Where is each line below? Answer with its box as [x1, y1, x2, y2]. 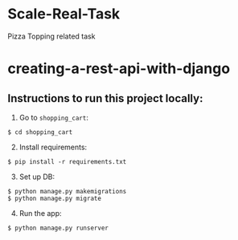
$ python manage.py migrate [7, 194, 102, 202]
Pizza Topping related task [7, 31, 96, 41]
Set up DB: [18, 172, 55, 181]
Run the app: [18, 208, 62, 218]
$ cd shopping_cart [7, 128, 73, 136]
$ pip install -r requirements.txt [7, 157, 127, 165]
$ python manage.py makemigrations [7, 187, 127, 195]
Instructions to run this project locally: [7, 92, 203, 105]
